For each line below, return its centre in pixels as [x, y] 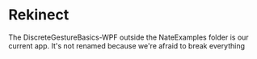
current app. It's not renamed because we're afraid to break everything [126, 45]
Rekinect [39, 15]
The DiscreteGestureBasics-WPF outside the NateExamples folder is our [128, 37]
